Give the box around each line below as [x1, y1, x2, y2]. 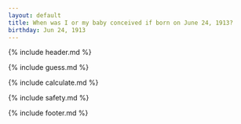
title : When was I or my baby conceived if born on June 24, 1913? [8, 19, 234, 27]
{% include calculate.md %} [8, 78, 99, 87]
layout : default [8, 11, 61, 20]
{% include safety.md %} [8, 93, 89, 103]
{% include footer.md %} [8, 108, 89, 118]
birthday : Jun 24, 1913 [8, 26, 86, 34]
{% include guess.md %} [8, 63, 89, 72]
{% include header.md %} [8, 48, 92, 57]
